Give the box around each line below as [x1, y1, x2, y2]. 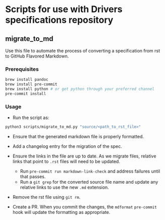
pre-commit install [5, 91, 46, 96]
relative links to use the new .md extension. [20, 184, 109, 190]
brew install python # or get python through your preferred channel [5, 87, 155, 92]
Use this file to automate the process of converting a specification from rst [5, 48, 160, 53]
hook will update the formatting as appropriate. [12, 209, 111, 215]
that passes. [20, 173, 46, 180]
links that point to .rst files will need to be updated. [12, 158, 120, 164]
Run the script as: [12, 115, 49, 121]
